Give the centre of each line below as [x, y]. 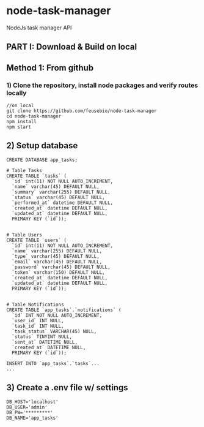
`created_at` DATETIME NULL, [49, 347]
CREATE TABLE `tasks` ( [37, 176]
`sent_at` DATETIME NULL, [45, 342]
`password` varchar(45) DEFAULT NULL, [61, 267]
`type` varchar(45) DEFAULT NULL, [56, 256]
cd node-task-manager [34, 116]
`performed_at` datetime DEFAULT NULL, [63, 203]
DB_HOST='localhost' [33, 402]
